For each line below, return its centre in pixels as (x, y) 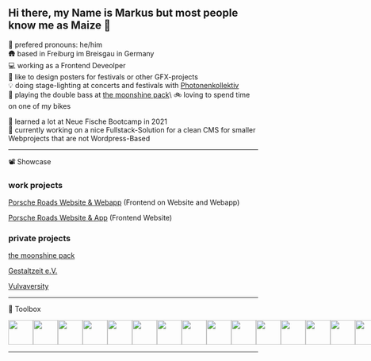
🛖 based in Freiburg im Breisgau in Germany (81, 53)
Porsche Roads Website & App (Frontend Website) (90, 218)
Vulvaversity (29, 286)
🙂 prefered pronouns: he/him (55, 44)
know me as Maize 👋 (59, 26)
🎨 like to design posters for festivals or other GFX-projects (103, 77)
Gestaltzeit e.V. (33, 271)
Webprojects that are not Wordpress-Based (79, 138)
